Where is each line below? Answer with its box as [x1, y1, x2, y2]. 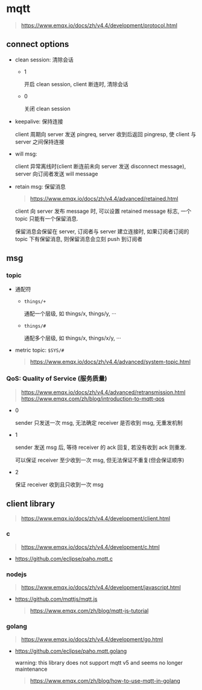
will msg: [14, 150, 37, 157]
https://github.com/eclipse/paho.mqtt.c [14, 555, 113, 562]
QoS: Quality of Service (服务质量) [6, 374, 107, 383]
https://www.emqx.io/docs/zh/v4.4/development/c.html [21, 543, 160, 550]
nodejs [6, 570, 27, 579]
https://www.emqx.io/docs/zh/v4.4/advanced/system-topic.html [30, 358, 191, 366]
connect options [6, 39, 69, 49]
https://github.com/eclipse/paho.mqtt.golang [14, 647, 127, 655]
